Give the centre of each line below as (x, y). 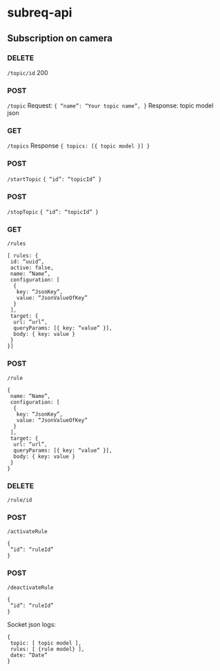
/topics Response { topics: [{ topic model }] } (79, 146)
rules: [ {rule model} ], (47, 649)
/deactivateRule (30, 588)
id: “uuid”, (27, 262)
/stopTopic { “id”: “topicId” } (53, 212)
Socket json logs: (32, 624)
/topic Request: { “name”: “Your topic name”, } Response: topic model (110, 106)
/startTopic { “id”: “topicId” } (54, 179)
